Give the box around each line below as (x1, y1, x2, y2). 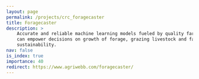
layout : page (6, 8, 38, 15)
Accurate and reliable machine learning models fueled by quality (17, 31, 184, 37)
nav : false (6, 48, 33, 53)
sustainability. (17, 42, 57, 48)
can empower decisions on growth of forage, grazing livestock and (17, 36, 187, 42)
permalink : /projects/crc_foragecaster (6, 14, 105, 20)
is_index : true (6, 53, 44, 59)
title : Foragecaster (6, 20, 57, 26)
